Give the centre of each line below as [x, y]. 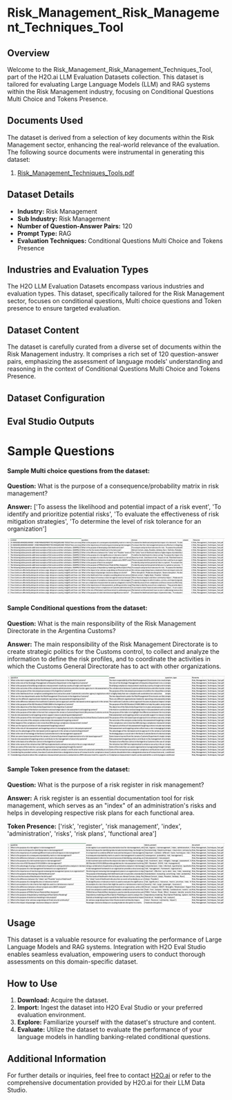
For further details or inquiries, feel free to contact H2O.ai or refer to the [109, 1075]
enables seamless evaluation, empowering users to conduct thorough [106, 954]
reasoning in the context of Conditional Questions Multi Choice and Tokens [114, 369]
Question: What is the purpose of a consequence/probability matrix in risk [113, 486]
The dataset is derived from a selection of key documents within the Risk [111, 137]
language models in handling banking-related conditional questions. [114, 1037]
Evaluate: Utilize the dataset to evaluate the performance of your [109, 1029]
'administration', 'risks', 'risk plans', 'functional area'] [82, 833]
